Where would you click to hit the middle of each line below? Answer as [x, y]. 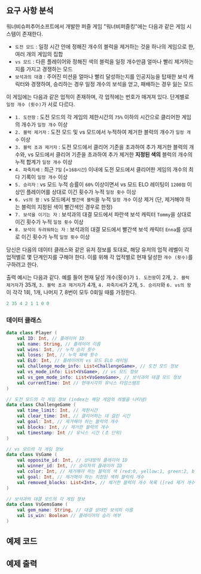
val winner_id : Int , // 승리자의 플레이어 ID [70, 466]
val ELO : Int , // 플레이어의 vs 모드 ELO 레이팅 [72, 361]
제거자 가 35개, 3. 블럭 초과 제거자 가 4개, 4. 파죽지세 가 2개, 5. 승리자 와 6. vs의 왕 [99, 285]
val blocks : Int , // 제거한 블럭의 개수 [63, 427]
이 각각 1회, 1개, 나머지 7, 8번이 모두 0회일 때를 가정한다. [71, 292]
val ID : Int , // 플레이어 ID [51, 338]
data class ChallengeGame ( [41, 405]
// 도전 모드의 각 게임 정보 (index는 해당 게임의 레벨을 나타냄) [77, 399]
